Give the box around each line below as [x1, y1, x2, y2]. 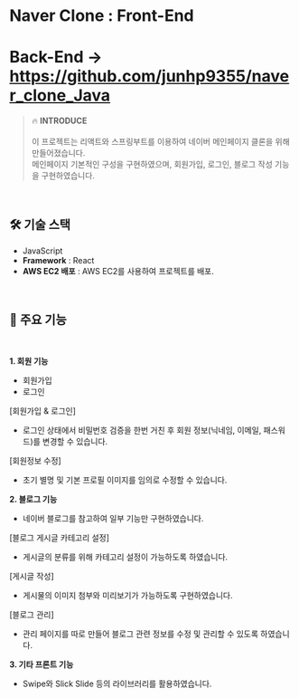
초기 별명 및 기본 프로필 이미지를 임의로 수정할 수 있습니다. [22, 474, 228, 485]
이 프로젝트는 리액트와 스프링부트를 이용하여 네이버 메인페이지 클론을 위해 [31, 137, 291, 148]
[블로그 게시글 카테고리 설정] [9, 531, 110, 543]
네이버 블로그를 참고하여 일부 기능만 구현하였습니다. [22, 512, 204, 523]
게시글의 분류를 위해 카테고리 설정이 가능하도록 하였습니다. [22, 551, 229, 562]
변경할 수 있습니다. [42, 435, 108, 446]
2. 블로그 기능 [9, 493, 58, 504]
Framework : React [22, 254, 95, 265]
